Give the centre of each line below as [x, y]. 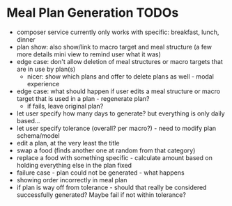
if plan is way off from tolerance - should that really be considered [111, 187]
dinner [26, 39]
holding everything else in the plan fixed [74, 165]
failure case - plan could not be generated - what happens [101, 173]
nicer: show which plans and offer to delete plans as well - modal [120, 76]
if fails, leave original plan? [65, 106]
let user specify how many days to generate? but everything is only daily [121, 113]
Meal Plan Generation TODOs [93, 13]
